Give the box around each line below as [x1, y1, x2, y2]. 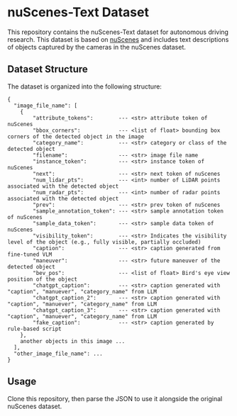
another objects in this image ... [20, 337, 126, 344]
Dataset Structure [7, 63, 89, 75]
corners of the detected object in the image [7, 133, 144, 140]
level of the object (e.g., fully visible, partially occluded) [7, 238, 202, 245]
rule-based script [7, 325, 62, 332]
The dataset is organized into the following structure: [7, 82, 162, 91]
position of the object [7, 276, 78, 283]
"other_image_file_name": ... [13, 350, 103, 357]
